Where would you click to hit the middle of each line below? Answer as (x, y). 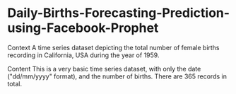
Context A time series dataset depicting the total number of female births (114, 47)
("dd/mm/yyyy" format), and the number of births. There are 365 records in (117, 76)
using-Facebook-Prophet (83, 28)
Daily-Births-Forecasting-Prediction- (119, 13)
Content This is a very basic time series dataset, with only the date (104, 69)
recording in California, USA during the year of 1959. (83, 55)
